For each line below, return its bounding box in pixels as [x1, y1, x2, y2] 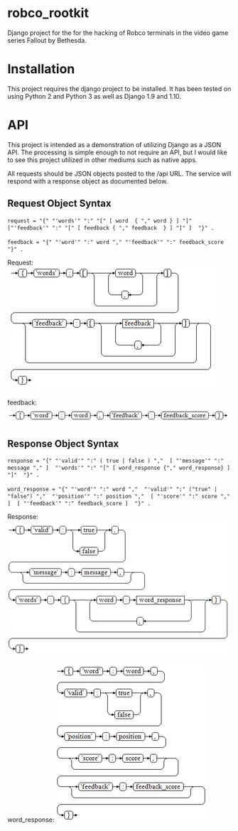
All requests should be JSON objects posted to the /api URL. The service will [7, 169, 232, 178]
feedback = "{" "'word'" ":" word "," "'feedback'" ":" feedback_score [7, 238, 224, 246]
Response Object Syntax [7, 437, 119, 449]
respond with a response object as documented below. [7, 176, 168, 186]
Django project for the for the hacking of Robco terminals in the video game [7, 28, 229, 37]
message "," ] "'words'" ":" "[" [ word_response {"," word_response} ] [7, 464, 231, 471]
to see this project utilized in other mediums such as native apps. [7, 155, 198, 164]
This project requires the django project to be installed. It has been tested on [7, 84, 232, 93]
